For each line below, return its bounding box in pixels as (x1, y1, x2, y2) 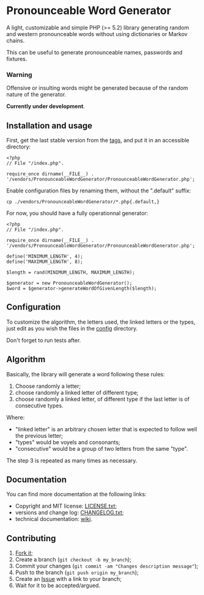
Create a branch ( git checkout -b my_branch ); (15, 556, 132, 563)
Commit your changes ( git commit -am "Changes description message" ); (15, 563, 199, 570)
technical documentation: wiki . (15, 516, 93, 523)
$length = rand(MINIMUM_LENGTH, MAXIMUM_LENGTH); (6, 269, 136, 276)
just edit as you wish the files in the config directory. (6, 324, 138, 332)
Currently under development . (6, 103, 86, 110)
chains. (6, 37, 25, 44)
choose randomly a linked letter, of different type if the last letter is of (15, 395, 190, 403)
